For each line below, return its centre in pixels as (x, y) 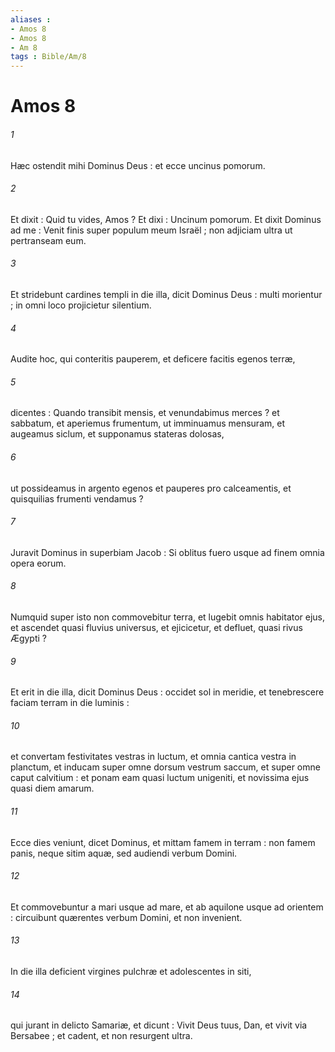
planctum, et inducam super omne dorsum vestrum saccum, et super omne (165, 767)
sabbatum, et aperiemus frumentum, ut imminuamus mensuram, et (147, 423)
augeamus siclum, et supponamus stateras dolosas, (117, 434)
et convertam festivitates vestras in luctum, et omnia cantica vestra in (153, 757)
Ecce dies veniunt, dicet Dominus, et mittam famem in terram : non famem (163, 842)
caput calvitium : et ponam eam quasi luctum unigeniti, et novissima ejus (160, 778)
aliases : (31, 19)
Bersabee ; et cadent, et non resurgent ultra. (101, 1036)
